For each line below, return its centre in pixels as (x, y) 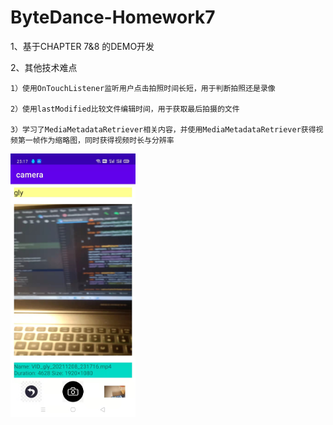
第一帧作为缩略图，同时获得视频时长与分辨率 (96, 140)
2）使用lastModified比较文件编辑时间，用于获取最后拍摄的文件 (125, 109)
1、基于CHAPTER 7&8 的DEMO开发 (82, 46)
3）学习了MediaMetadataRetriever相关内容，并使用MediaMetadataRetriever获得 (163, 129)
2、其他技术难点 (44, 67)
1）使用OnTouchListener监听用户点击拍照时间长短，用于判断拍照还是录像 (143, 88)
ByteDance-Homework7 (113, 17)
